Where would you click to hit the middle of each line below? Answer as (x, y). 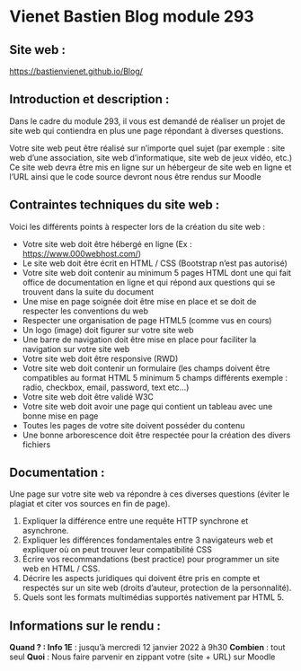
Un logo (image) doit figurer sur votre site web (108, 330)
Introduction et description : (89, 99)
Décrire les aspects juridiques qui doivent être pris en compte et (141, 578)
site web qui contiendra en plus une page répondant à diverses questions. (146, 130)
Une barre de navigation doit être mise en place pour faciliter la (139, 340)
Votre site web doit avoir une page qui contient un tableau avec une (147, 406)
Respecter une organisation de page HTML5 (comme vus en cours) (147, 320)
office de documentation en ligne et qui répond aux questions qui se (149, 282)
